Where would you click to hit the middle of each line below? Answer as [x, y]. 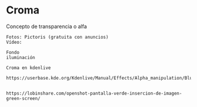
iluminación [21, 57]
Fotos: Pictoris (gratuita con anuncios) [57, 37]
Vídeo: [14, 42]
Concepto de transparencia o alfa [47, 26]
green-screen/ [23, 98]
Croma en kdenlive [28, 68]
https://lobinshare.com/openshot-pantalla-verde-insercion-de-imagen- [94, 93]
